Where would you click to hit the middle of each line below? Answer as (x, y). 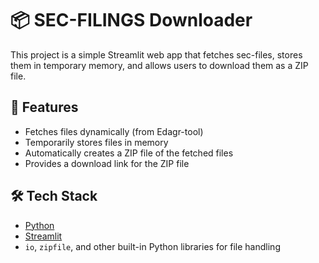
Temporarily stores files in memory (96, 142)
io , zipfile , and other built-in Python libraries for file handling (152, 246)
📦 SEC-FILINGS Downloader (131, 20)
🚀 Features (44, 107)
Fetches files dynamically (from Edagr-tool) (114, 131)
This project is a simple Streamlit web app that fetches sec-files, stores (156, 54)
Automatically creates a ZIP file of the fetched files (129, 153)
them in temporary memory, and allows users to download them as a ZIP (159, 65)
